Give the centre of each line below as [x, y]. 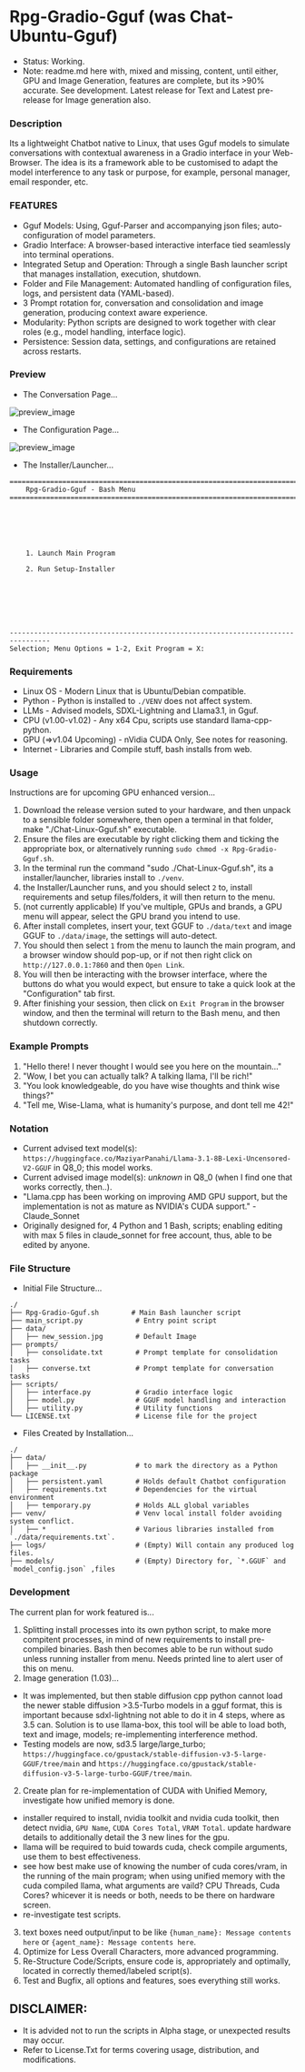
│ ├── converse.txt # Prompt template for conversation [142, 1369]
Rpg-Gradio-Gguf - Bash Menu [81, 489]
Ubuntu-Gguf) [64, 36]
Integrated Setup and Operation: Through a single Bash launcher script [155, 264]
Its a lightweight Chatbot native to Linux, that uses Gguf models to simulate [150, 144]
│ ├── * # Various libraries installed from [142, 1530]
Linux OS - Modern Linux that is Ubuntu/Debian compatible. [134, 691]
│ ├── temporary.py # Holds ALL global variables [129, 1506]
